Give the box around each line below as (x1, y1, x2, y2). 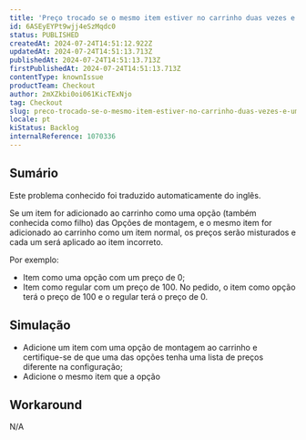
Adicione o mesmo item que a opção (22, 371, 161, 382)
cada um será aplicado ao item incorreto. (9, 236, 164, 247)
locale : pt (9, 115, 51, 124)
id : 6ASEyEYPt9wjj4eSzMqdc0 (9, 22, 117, 31)
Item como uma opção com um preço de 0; (22, 271, 186, 282)
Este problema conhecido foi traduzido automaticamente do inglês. (9, 189, 261, 200)
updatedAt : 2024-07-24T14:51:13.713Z (9, 47, 153, 56)
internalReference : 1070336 (9, 132, 117, 141)
